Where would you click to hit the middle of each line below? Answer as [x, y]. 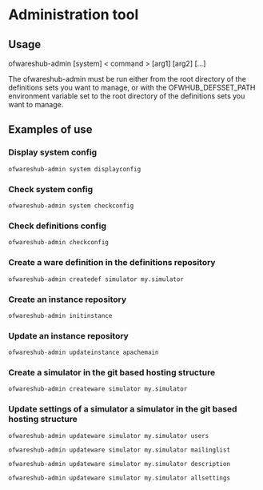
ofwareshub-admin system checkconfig [71, 206]
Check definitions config [57, 226]
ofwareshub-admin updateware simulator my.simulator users [109, 436]
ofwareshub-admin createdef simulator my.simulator [96, 279]
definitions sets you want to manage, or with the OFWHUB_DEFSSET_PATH [132, 87]
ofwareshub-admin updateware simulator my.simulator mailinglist [119, 450]
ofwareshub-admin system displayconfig [75, 169]
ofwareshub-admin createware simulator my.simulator [98, 389]
